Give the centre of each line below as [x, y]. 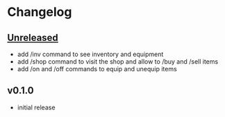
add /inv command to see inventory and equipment [90, 54]
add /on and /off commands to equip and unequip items [97, 69]
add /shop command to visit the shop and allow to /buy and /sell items [118, 62]
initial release [36, 107]
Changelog [40, 12]
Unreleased [33, 38]
